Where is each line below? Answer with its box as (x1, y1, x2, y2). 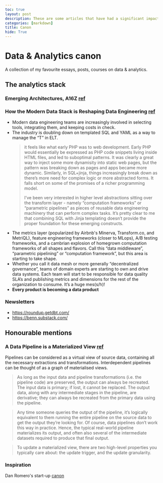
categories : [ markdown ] (5, 20, 53, 26)
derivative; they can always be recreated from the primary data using (16, 395, 155, 401)
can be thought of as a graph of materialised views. (5, 365, 108, 370)
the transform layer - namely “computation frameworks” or (24, 200, 142, 206)
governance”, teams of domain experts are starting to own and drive (12, 266, 149, 272)
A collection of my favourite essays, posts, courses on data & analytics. (5, 66, 148, 72)
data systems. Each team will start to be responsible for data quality (12, 271, 148, 277)
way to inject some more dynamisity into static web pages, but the (24, 160, 157, 165)
